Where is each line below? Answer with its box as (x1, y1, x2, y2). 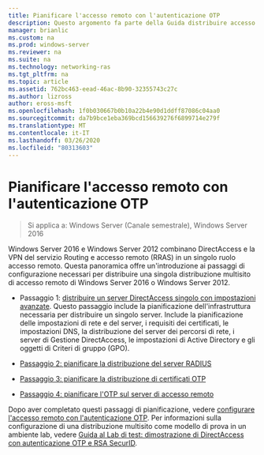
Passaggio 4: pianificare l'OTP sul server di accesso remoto (19, 389, 214, 399)
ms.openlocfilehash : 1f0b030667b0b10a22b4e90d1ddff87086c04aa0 (8, 107, 221, 115)
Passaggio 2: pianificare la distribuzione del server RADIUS (19, 359, 212, 368)
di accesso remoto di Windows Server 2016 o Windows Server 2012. (8, 278, 231, 288)
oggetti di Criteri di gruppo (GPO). (19, 344, 130, 353)
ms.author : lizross (8, 92, 73, 100)
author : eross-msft (8, 100, 73, 107)
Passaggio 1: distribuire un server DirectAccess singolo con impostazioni (19, 293, 256, 303)
